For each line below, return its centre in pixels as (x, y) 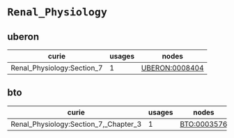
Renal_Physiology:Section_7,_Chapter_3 (76, 124)
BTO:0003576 (204, 124)
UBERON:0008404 (172, 68)
